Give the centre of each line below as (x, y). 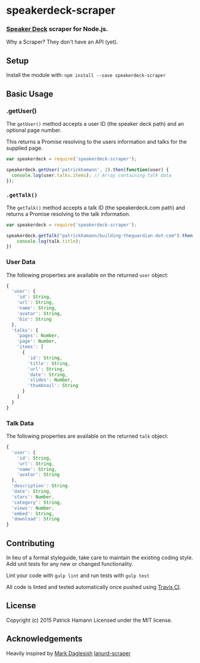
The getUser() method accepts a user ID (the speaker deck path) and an (95, 123)
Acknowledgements (44, 639)
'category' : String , (37, 502)
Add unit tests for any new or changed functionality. (70, 563)
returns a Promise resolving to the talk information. (68, 214)
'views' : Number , (33, 508)
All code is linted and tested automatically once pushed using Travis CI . (94, 587)
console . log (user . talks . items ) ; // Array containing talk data (91, 175)
